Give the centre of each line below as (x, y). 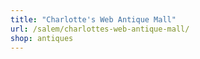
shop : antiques (42, 38)
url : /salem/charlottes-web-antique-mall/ (100, 29)
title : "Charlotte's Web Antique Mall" (93, 19)
